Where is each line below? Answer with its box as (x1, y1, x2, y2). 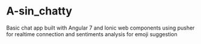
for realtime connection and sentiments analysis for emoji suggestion (6, 30, 178, 37)
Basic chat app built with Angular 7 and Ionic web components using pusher (6, 24, 195, 31)
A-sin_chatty (6, 4, 72, 18)
